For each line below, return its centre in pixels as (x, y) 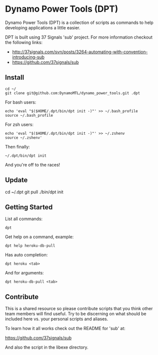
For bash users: (21, 102)
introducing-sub (28, 57)
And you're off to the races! (33, 165)
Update (17, 180)
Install (15, 77)
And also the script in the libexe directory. (47, 347)
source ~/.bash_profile (29, 115)
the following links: (24, 42)
